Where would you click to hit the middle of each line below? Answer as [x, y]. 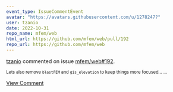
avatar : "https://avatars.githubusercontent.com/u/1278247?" [84, 17]
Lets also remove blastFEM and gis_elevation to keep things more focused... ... [87, 72]
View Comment [25, 83]
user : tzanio [22, 22]
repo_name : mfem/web [32, 34]
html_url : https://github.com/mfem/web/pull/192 [67, 39]
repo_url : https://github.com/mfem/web [56, 45]
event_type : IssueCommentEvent [45, 11]
